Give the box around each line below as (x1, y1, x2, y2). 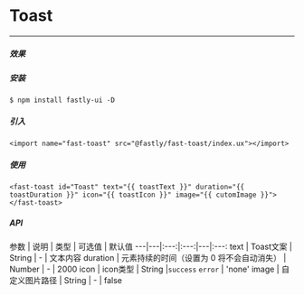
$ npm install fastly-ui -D (9, 96, 116, 105)
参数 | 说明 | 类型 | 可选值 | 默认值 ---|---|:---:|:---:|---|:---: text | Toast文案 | (9, 241, 292, 253)
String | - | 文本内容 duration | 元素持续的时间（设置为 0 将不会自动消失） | (9, 253, 287, 263)
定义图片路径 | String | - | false (9, 275, 123, 286)
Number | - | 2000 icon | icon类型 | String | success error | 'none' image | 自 (9, 263, 290, 275)
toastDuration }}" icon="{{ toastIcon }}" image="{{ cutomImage (9, 190, 257, 199)
